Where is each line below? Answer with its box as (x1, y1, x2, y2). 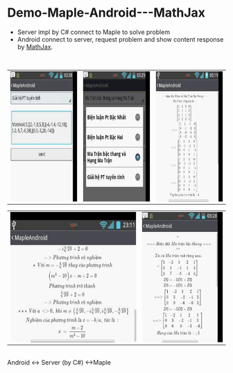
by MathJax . (17, 42, 53, 51)
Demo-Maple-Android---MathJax (7, 5, 206, 21)
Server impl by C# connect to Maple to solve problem (17, 28, 171, 36)
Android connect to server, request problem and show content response (17, 35, 224, 43)
